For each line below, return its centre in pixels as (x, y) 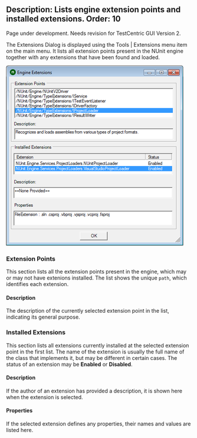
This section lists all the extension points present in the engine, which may (96, 272)
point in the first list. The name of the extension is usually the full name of (95, 352)
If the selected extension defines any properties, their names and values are (98, 424)
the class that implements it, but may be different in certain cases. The (92, 358)
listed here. (20, 430)
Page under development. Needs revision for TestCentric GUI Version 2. (93, 33)
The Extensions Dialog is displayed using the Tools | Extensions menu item (97, 44)
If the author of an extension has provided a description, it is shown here (94, 391)
